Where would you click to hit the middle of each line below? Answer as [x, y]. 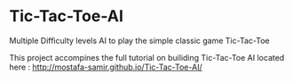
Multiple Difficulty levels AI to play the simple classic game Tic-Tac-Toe [139, 40]
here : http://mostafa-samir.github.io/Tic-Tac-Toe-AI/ [106, 67]
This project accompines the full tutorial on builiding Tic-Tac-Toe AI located [147, 57]
